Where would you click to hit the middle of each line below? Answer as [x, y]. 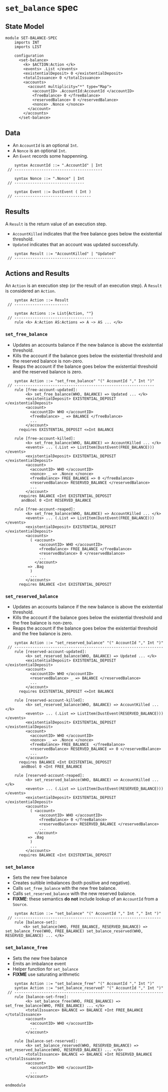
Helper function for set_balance [45, 969]
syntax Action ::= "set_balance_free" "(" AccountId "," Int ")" [85, 983]
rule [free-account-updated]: [46, 390]
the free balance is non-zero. [43, 623]
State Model [25, 27]
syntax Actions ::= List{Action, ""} [54, 314]
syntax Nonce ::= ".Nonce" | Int [49, 178]
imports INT [27, 42]
